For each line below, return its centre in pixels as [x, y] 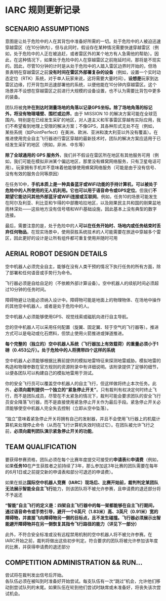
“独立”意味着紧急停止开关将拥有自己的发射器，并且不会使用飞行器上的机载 [81, 418]
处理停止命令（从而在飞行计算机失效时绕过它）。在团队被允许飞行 [84, 425]
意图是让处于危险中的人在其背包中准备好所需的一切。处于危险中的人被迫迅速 [83, 41]
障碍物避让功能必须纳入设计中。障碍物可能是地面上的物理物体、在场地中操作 [83, 300]
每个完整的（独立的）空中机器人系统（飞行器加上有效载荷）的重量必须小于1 [82, 344]
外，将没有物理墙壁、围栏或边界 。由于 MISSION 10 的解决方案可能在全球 [79, 114]
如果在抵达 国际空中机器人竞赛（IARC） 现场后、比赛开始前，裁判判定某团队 [82, 482]
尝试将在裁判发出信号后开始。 [35, 575]
